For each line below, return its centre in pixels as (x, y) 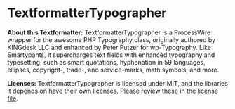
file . (13, 98)
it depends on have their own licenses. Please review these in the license (113, 91)
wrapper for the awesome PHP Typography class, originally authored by (112, 39)
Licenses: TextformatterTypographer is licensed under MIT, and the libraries (117, 83)
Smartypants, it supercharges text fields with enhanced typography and (111, 55)
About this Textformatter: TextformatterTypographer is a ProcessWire (109, 32)
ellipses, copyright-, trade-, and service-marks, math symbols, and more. (113, 70)
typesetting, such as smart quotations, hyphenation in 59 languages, (106, 62)
